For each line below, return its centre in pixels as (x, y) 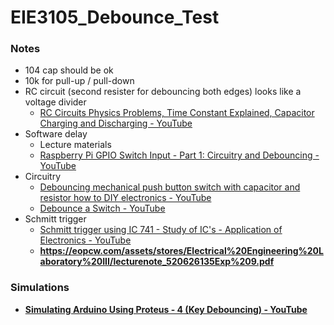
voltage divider (55, 102)
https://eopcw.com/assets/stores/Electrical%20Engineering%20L (181, 251)
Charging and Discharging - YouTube (116, 123)
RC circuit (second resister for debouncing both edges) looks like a (163, 92)
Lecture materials (75, 145)
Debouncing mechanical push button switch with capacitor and (170, 187)
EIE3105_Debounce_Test (115, 17)
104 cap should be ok (69, 70)
